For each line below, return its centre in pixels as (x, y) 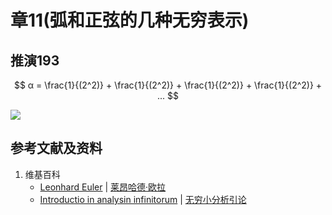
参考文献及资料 (56, 148)
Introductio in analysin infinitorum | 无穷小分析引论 (143, 199)
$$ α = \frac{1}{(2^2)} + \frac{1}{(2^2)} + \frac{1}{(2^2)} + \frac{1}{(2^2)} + (168, 85)
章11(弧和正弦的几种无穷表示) (130, 20)
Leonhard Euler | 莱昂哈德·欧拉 (103, 187)
